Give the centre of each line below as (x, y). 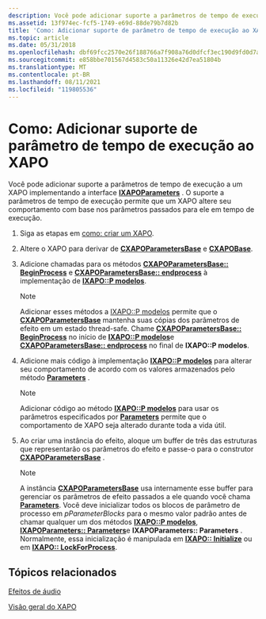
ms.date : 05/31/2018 (42, 45)
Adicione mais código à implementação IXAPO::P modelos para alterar (135, 361)
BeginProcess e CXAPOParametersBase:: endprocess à (114, 273)
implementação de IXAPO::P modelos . (83, 281)
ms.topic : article (38, 38)
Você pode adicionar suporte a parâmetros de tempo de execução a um (125, 184)
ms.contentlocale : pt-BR (49, 75)
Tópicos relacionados (63, 572)
